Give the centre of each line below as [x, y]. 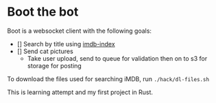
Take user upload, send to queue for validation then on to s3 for [117, 58]
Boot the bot [43, 12]
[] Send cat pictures [45, 51]
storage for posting [55, 65]
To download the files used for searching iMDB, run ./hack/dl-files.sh [108, 78]
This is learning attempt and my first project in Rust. [80, 92]
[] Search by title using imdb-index [66, 44]
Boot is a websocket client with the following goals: [80, 31]
